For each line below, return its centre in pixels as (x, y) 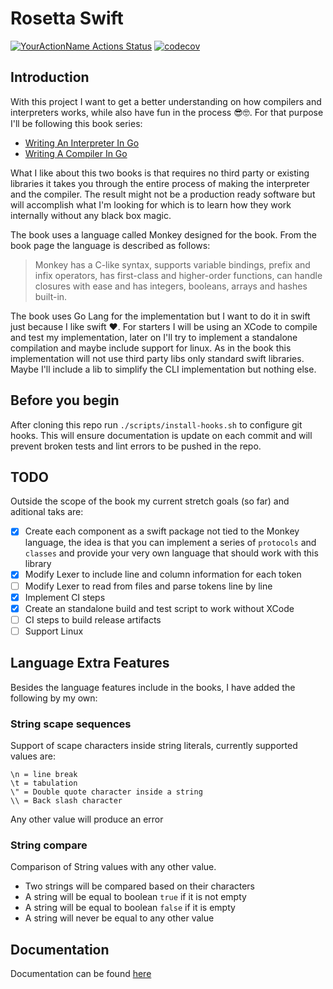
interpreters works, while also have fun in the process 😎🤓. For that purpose (167, 112)
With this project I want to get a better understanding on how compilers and (166, 101)
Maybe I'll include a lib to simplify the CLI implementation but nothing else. (163, 369)
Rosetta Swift (67, 18)
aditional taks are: (47, 512)
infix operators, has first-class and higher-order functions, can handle (178, 275)
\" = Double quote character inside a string (106, 792)
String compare (49, 845)
